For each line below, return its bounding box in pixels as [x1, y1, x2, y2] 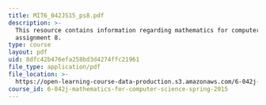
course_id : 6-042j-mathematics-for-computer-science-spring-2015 [8, 84, 228, 93]
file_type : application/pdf [8, 63, 101, 71]
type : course [8, 41, 51, 49]
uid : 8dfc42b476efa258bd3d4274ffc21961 [8, 56, 140, 64]
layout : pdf [8, 48, 47, 56]
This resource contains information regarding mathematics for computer [15, 26, 260, 34]
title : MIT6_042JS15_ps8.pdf [8, 11, 104, 20]
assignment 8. [15, 33, 62, 42]
